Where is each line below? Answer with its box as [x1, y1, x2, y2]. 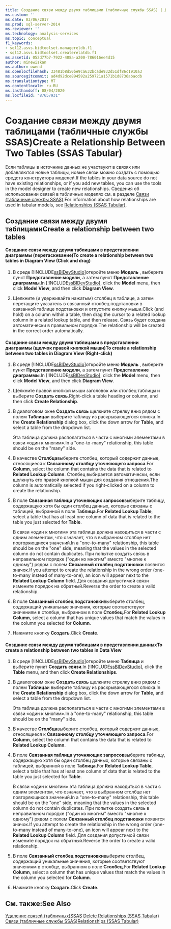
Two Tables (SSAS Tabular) [5, 147, 123, 158]
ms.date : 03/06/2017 [5, 17, 49, 22]
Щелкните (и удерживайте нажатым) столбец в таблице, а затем [12, 295, 154, 301]
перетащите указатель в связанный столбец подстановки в [12, 300, 142, 306]
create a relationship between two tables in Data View [5, 647, 122, 653]
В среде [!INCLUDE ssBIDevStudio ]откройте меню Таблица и [12, 658, 144, 665]
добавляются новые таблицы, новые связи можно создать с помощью [5, 169, 160, 176]
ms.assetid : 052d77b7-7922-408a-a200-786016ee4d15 [5, 55, 115, 60]
